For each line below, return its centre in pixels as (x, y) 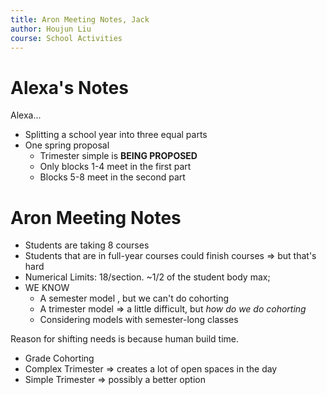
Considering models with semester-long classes (139, 320)
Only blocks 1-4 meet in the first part (115, 167)
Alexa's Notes (69, 87)
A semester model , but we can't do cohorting (134, 298)
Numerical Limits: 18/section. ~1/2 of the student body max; (147, 277)
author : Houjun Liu (51, 29)
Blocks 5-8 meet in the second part (112, 177)
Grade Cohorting (59, 358)
